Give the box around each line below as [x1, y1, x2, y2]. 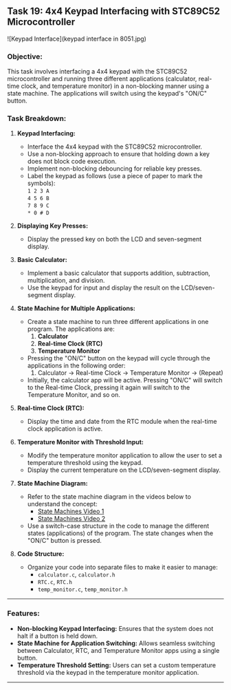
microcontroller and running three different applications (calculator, [7, 75, 197, 83]
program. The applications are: [27, 325, 115, 333]
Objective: [7, 52, 43, 61]
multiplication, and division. [27, 277, 105, 285]
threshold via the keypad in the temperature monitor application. [16, 668, 199, 676]
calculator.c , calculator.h [37, 570, 115, 579]
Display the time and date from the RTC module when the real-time [27, 418, 217, 426]
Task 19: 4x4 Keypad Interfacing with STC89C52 [7, 6, 221, 17]
